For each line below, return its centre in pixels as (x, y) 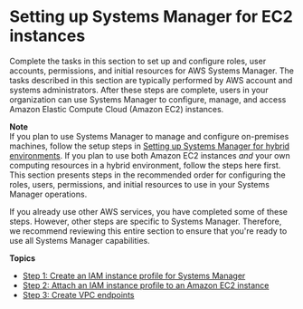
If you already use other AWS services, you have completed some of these (148, 211)
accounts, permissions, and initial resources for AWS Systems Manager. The (151, 71)
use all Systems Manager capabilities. (80, 240)
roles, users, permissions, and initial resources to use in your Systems (139, 184)
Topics (23, 258)
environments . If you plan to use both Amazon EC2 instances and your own (150, 155)
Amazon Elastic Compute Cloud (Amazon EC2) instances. (117, 109)
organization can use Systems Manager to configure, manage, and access (148, 99)
